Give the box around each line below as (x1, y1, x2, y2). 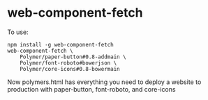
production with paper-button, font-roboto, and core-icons (7, 85, 176, 93)
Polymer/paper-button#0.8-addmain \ (20, 53, 127, 60)
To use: (7, 28, 29, 36)
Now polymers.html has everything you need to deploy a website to (7, 78, 202, 86)
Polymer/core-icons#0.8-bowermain (20, 65, 120, 72)
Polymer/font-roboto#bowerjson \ (20, 59, 117, 67)
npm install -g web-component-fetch (7, 41, 114, 48)
